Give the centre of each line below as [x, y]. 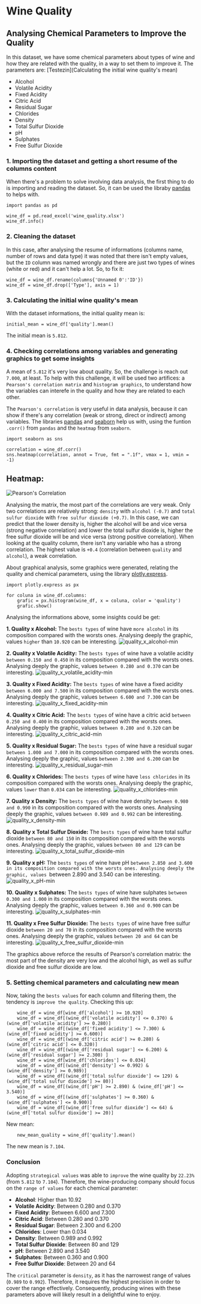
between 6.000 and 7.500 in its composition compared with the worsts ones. [100, 691]
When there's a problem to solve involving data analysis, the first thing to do [100, 182]
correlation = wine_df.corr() [44, 450]
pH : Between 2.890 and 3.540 [52, 1250]
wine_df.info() [25, 221]
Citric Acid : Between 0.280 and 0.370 [62, 1219]
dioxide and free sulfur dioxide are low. [54, 967]
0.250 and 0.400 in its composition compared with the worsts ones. [89, 721]
